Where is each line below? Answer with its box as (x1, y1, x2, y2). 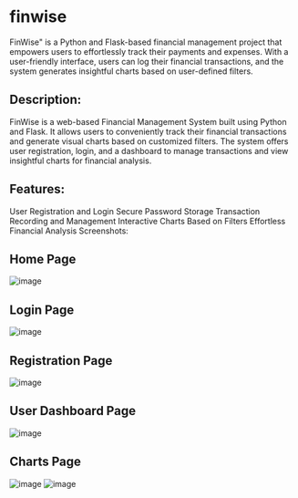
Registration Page (9, 353, 113, 368)
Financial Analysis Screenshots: (9, 225, 129, 236)
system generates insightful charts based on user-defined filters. (9, 66, 253, 77)
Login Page (9, 302, 75, 317)
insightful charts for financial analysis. (9, 155, 152, 166)
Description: (9, 92, 82, 108)
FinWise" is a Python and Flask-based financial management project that (9, 36, 283, 47)
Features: (9, 182, 66, 197)
